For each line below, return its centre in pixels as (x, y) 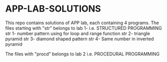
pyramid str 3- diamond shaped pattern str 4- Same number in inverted (80, 39)
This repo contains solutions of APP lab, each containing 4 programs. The (82, 23)
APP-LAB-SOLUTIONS (53, 9)
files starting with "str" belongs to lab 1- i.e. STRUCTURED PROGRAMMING (83, 28)
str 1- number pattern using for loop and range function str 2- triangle (78, 33)
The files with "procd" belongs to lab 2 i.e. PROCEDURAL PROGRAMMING (82, 54)
